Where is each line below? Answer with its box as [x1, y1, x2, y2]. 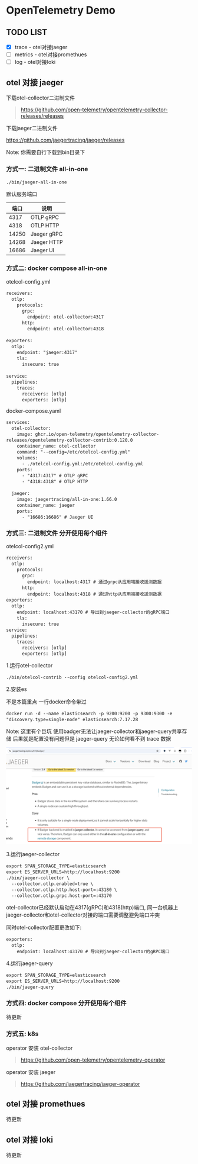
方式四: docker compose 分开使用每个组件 [6, 999, 127, 1007]
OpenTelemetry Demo [6, 4, 116, 17]
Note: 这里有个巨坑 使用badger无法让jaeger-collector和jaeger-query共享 [6, 728, 183, 735]
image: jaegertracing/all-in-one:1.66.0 [16, 496, 117, 502]
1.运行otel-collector [6, 662, 53, 669]
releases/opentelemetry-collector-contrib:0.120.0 [6, 437, 133, 443]
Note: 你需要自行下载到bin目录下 [6, 149, 85, 156]
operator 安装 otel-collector [6, 1044, 73, 1052]
